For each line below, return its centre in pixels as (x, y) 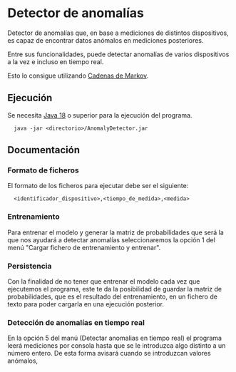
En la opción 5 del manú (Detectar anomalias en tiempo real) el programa (115, 338)
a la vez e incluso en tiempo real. (56, 61)
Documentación (44, 150)
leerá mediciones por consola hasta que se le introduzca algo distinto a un (117, 346)
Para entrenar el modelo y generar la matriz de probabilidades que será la (116, 232)
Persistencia (30, 266)
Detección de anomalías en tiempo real (76, 322)
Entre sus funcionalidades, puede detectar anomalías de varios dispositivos (118, 54)
